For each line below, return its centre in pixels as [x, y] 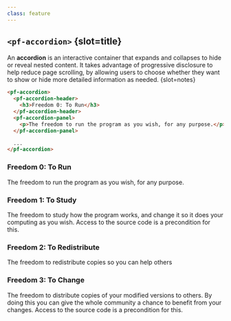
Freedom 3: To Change [46, 280]
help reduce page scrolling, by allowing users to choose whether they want [113, 72]
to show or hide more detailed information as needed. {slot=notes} [101, 80]
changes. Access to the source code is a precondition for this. [95, 309]
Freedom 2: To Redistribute [53, 247]
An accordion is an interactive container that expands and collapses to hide [114, 58]
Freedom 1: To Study [42, 200]
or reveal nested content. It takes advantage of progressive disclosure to [110, 65]
